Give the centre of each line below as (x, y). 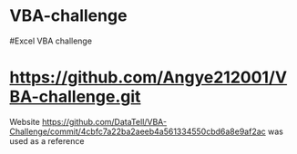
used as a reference (47, 140)
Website (25, 121)
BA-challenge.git (75, 97)
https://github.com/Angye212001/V (148, 77)
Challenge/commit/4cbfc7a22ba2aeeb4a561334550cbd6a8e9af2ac (138, 131)
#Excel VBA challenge (51, 41)
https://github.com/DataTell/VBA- (104, 121)
